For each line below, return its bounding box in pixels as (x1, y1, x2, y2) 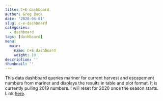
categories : (5, 25, 29, 30)
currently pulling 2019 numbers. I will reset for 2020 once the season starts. (5, 85, 159, 91)
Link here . (5, 91, 26, 97)
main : (9, 43, 21, 48)
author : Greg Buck (5, 12, 43, 17)
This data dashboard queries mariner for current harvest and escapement (5, 75, 155, 81)
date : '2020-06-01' (5, 16, 45, 21)
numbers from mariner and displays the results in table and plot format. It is (5, 80, 158, 86)
